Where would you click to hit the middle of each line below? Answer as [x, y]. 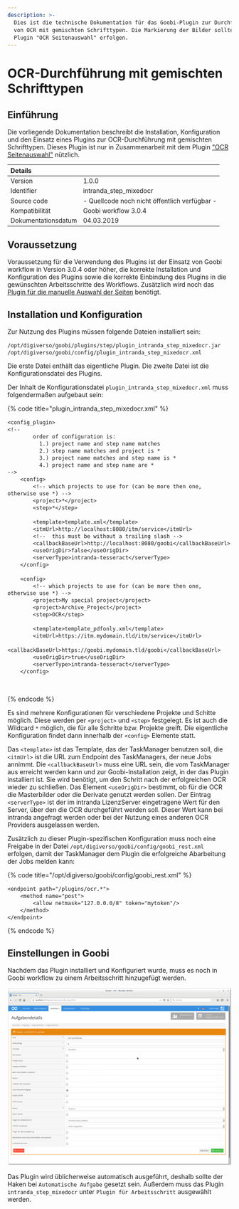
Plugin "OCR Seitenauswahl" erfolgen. [71, 38]
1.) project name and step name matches [100, 444]
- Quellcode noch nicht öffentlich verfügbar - [150, 201]
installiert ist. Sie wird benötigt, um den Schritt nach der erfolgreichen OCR [117, 780]
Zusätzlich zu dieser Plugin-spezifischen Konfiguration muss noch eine [112, 839]
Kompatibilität [31, 211]
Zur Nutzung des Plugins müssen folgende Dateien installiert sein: [104, 332]
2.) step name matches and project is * [100, 451]
